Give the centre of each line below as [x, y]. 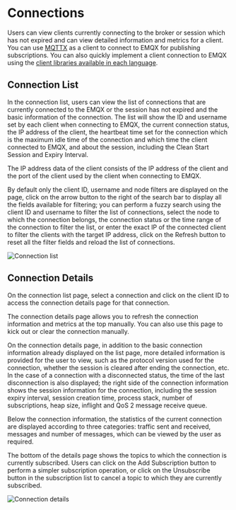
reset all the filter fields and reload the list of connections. [91, 242]
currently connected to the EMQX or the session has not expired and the [113, 109]
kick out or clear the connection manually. [68, 331]
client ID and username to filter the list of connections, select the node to [113, 212]
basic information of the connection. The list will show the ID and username [117, 117]
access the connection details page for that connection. [89, 303]
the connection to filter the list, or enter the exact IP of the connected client [117, 227]
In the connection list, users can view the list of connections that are [107, 102]
